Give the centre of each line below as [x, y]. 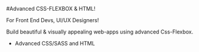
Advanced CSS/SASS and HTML [55, 43]
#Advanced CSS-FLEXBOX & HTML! [51, 9]
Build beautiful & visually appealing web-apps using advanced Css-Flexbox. [100, 32]
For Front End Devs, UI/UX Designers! [53, 20]
